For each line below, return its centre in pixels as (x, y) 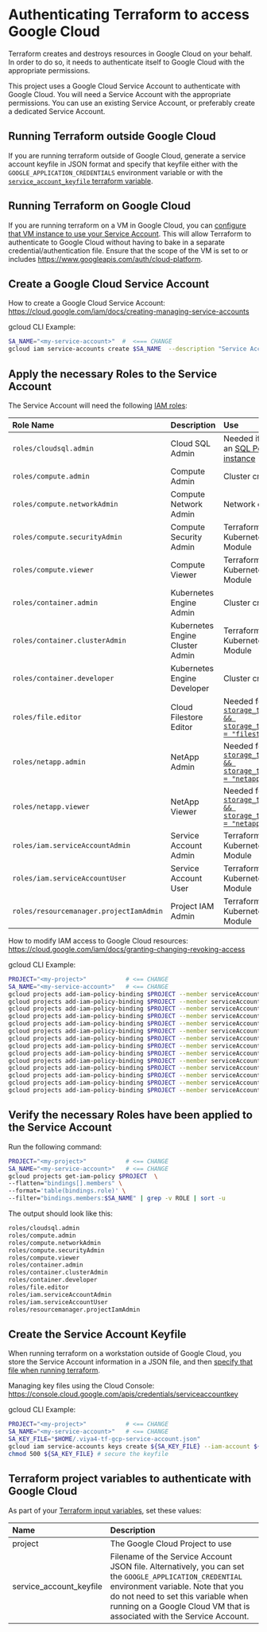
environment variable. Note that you (177, 1586)
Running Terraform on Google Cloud (99, 206)
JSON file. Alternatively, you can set (177, 1566)
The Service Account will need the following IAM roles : (98, 405)
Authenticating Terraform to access (129, 15)
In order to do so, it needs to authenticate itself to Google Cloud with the (126, 62)
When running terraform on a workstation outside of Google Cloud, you (125, 1353)
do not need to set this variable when (179, 1596)
